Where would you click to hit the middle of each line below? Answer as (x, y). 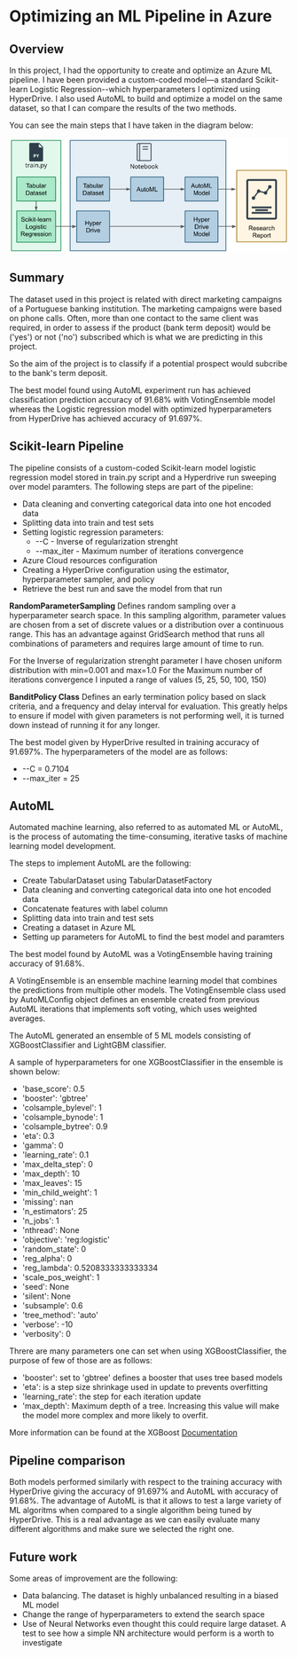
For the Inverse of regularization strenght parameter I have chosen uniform (145, 660)
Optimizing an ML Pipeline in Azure (141, 16)
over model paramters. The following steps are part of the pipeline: (132, 486)
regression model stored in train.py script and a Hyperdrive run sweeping (143, 477)
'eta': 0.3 (38, 1136)
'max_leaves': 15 (52, 1183)
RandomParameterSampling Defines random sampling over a (123, 606)
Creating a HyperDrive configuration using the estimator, (125, 569)
